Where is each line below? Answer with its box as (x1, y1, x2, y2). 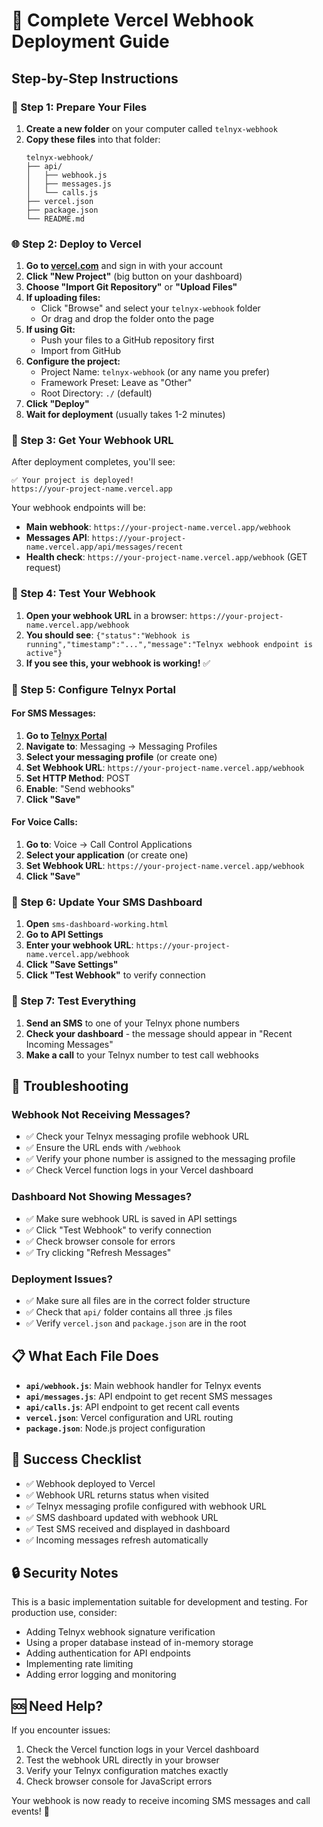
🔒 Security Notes (11, 1564, 119, 1581)
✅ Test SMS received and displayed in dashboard (25, 1522, 231, 1534)
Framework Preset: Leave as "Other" (40, 377, 193, 389)
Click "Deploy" (25, 398, 90, 410)
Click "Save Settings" (25, 959, 119, 971)
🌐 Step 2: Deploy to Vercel (11, 237, 142, 251)
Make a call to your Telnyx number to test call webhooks (25, 1049, 260, 1061)
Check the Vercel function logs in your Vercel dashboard (25, 1744, 260, 1756)
